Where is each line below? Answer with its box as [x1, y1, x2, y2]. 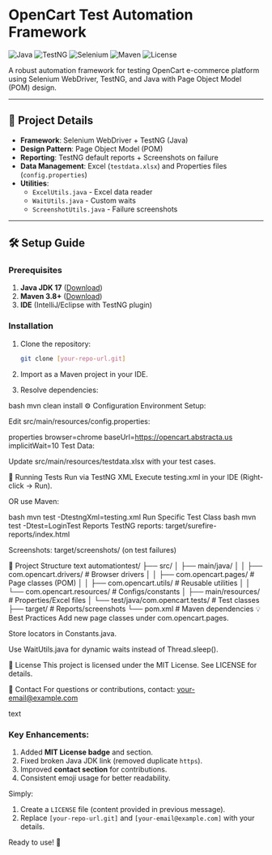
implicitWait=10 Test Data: [8, 440, 96, 451]
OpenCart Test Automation [8, 6, 193, 24]
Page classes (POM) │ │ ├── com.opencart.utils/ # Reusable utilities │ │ [8, 578, 251, 588]
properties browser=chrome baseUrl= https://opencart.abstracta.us [8, 432, 233, 442]
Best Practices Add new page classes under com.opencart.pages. [8, 613, 229, 622]
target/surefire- [165, 520, 217, 530]
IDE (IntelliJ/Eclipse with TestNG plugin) [19, 300, 152, 310]
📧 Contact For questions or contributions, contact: [8, 684, 176, 694]
